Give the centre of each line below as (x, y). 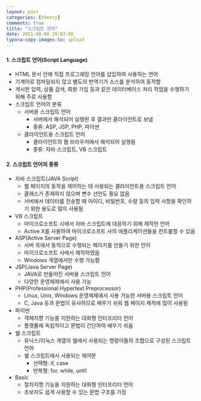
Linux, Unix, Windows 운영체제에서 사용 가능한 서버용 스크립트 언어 (103, 296)
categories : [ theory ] (33, 17)
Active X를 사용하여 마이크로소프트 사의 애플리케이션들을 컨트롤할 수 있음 (109, 231)
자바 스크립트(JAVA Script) (47, 179)
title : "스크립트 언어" (32, 29)
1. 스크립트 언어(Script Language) (47, 60)
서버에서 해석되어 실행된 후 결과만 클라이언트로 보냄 (93, 119)
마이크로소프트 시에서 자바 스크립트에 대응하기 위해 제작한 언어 (97, 224)
